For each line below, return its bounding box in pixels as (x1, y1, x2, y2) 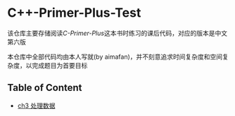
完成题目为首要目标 (31, 61, 88, 69)
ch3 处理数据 (17, 101, 56, 110)
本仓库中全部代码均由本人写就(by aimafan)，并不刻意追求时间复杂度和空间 (7, 52, 223, 61)
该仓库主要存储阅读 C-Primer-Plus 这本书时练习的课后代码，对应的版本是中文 (7, 29, 227, 37)
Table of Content (7, 82, 82, 94)
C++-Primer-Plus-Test (7, 5, 141, 21)
